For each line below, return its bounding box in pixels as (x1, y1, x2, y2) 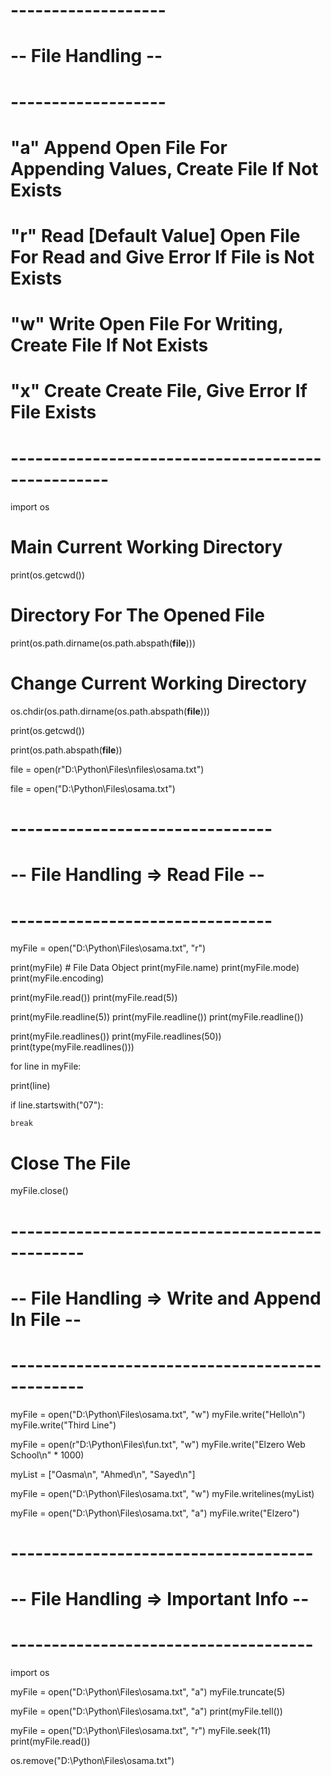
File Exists (10, 401, 97, 424)
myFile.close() (10, 1185, 69, 1197)
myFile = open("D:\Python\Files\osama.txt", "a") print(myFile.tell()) (10, 1705, 283, 1717)
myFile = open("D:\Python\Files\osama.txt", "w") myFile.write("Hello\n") (10, 1408, 306, 1420)
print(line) (10, 1080, 51, 1092)
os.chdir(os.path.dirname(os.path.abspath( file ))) (10, 705, 211, 718)
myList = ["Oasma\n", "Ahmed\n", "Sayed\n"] (10, 1468, 196, 1480)
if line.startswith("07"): (10, 1099, 104, 1111)
